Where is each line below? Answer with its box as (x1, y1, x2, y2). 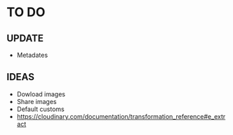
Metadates (16, 51, 48, 59)
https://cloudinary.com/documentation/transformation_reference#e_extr (16, 112, 226, 120)
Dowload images (16, 89, 66, 98)
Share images (16, 97, 57, 105)
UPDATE (6, 32, 44, 44)
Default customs (16, 105, 65, 113)
